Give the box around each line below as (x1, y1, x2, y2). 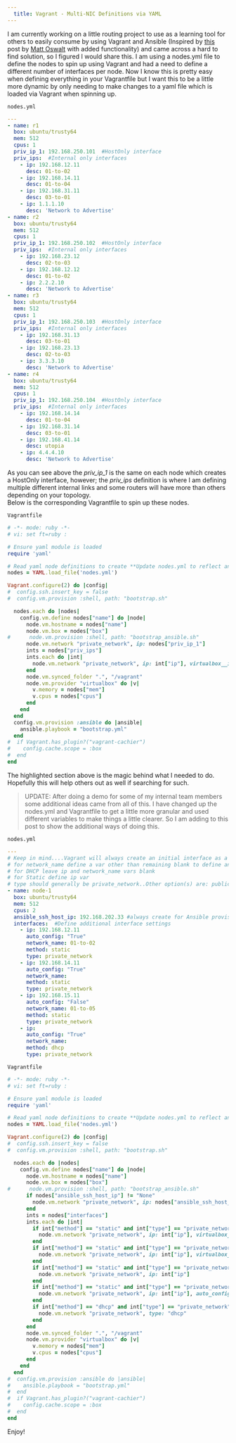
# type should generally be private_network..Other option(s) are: (7, 881, 209, 888)
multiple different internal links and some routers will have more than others (7, 484, 226, 491)
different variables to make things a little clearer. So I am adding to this (24, 814, 228, 823)
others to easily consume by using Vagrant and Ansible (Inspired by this (7, 37, 216, 46)
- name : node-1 (7, 888, 52, 895)
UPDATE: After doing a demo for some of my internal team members (24, 792, 223, 800)
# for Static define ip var (7, 874, 90, 881)
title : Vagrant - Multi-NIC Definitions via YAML (13, 10, 162, 18)
